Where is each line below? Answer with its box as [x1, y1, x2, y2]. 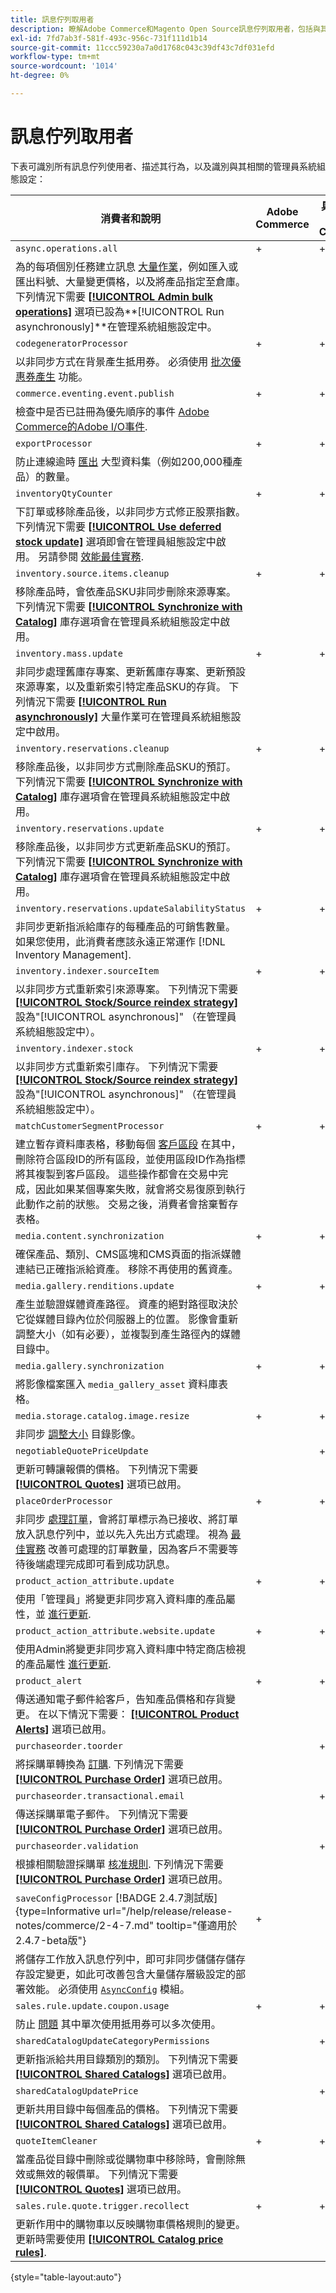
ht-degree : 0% [10, 71, 70, 81]
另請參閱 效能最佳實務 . [38, 549, 144, 563]
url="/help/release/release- [102, 1904, 233, 1918]
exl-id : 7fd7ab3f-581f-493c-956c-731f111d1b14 [10, 33, 208, 43]
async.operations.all [15, 242, 118, 254]
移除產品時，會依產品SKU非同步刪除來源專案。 [15, 584, 237, 598]
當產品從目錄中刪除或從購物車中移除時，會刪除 [15, 2152, 237, 2166]
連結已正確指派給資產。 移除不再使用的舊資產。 [15, 1262, 239, 1276]
